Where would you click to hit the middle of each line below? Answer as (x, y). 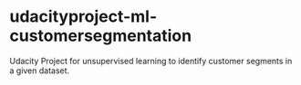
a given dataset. (40, 71)
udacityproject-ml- (83, 17)
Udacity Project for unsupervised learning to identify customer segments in (151, 61)
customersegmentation (101, 36)
